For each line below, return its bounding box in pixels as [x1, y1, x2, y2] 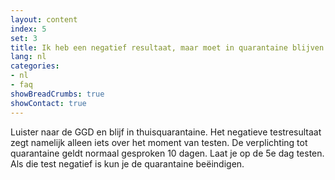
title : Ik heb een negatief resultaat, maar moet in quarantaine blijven [10, 42, 325, 53]
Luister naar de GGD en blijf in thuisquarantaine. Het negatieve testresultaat [10, 126, 322, 138]
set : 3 [10, 33, 38, 43]
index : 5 [10, 24, 47, 34]
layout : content [10, 14, 78, 25]
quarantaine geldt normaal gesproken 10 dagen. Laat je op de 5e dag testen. [10, 147, 325, 159]
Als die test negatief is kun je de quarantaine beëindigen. [10, 157, 245, 170]
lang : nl [10, 52, 47, 62]
